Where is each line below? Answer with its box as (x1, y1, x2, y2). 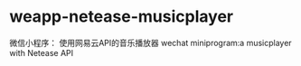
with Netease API (9, 47, 74, 58)
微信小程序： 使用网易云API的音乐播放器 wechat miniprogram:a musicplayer (9, 37, 292, 48)
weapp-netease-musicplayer (9, 6, 233, 27)
